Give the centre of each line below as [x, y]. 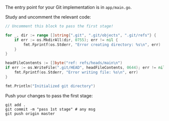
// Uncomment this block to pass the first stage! [59, 26]
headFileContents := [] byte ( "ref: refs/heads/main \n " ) [64, 63]
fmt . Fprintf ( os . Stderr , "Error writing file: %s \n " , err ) [76, 72]
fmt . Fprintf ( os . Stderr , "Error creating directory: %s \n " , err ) [92, 45]
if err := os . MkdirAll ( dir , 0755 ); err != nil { [66, 40]
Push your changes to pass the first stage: [49, 95]
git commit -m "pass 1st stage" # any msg [50, 109]
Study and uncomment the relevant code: [48, 17]
